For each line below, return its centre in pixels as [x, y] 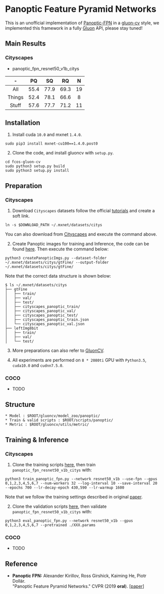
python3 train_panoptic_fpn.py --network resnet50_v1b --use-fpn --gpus [81, 479]
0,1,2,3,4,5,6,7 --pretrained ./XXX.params [50, 525]
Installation [23, 123]
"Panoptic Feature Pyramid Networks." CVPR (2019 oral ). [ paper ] [78, 586]
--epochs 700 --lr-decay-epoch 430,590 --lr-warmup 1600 [65, 488]
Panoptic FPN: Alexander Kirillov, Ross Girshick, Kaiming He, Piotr [79, 576]
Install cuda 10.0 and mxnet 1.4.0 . [47, 135]
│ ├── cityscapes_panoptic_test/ [42, 315]
